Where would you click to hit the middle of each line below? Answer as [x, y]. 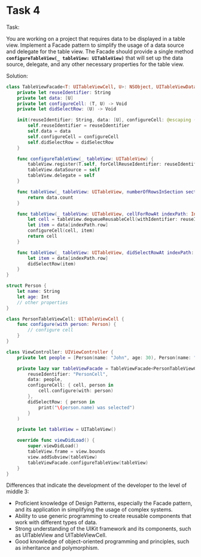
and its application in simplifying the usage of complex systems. [94, 510]
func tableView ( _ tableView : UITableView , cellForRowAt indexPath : [103, 214]
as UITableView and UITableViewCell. [61, 535]
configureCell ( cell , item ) [61, 231]
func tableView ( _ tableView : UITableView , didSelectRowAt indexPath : [106, 253]
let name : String [39, 292]
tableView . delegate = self [61, 176]
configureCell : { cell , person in [71, 385]
